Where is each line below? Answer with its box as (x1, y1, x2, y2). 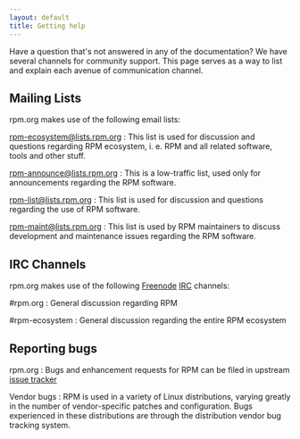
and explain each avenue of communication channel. (9, 64, 204, 76)
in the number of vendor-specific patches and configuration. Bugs (9, 401, 253, 411)
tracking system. (9, 419, 71, 430)
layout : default (9, 12, 70, 22)
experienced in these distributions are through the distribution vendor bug (9, 410, 281, 420)
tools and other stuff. (9, 151, 87, 162)
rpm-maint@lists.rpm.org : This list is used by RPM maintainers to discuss (9, 221, 281, 232)
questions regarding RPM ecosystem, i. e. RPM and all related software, (9, 141, 273, 152)
